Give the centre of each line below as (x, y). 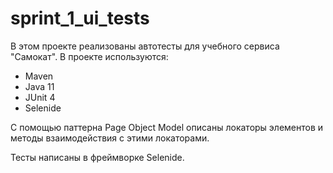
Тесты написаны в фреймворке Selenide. (97, 157)
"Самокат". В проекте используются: (89, 56)
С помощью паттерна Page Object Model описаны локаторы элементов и (167, 127)
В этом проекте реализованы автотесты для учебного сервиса (145, 46)
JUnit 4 (40, 97)
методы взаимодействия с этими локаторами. (110, 138)
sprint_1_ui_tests (80, 18)
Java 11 (39, 86)
